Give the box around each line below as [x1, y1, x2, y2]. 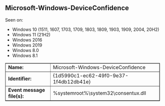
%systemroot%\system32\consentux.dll [53, 89, 146, 96]
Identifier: [8, 75, 32, 82]
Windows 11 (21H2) [12, 31, 51, 37]
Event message [8, 86, 45, 93]
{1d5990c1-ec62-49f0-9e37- [53, 72, 129, 79]
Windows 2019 [12, 42, 43, 48]
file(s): [8, 93, 24, 100]
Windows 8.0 [12, 47, 39, 53]
